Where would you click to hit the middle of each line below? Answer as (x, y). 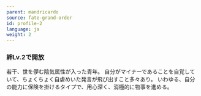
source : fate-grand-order (39, 18)
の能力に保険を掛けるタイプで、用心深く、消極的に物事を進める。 (89, 87)
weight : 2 (19, 35)
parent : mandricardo (33, 12)
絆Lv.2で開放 (25, 57)
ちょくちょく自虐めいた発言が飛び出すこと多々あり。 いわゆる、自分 (108, 79)
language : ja (23, 29)
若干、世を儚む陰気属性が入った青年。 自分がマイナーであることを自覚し (98, 72)
